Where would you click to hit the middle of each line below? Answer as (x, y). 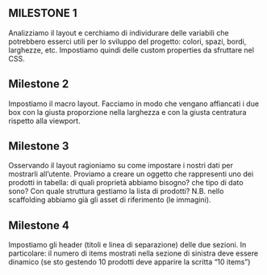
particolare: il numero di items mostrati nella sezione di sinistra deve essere (133, 253)
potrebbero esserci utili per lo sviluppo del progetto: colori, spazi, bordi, (127, 41)
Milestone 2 (39, 84)
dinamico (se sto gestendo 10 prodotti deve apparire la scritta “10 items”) (129, 262)
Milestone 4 (39, 225)
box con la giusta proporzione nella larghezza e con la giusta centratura (127, 112)
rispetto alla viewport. (44, 121)
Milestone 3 (39, 146)
